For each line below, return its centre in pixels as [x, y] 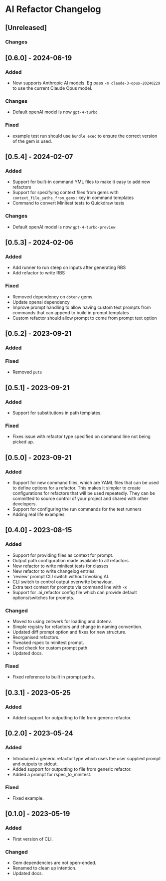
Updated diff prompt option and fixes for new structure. [69, 632]
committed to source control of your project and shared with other [80, 499]
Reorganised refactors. [36, 638]
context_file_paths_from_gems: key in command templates [73, 198]
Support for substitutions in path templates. [57, 413]
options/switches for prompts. [43, 598]
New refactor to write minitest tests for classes [60, 566]
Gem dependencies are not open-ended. [54, 863]
